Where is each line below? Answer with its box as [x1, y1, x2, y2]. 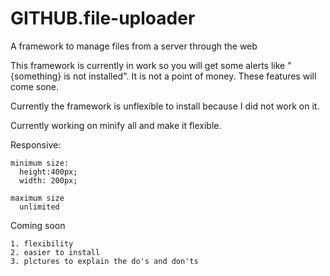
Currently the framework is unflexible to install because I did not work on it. [10, 100, 320, 112]
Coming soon [10, 219, 66, 231]
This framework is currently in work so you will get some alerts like [10, 59, 286, 71]
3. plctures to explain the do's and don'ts [10, 256, 199, 266]
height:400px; [19, 167, 78, 177]
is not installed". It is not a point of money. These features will [63, 70, 317, 82]
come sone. [10, 80, 60, 92]
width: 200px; [19, 175, 78, 186]
